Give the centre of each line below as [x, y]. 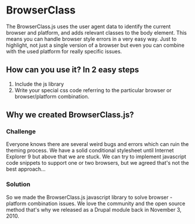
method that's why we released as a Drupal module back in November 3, [94, 209]
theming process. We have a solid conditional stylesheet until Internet [90, 151]
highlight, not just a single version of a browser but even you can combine [95, 45]
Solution [18, 184]
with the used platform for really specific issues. [64, 51]
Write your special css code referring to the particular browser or [93, 90]
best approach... [26, 169]
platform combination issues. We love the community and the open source [96, 203]
